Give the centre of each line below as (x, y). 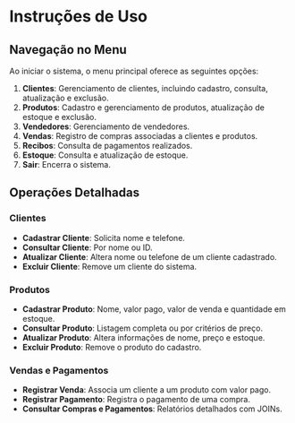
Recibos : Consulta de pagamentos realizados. (107, 146)
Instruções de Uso (79, 17)
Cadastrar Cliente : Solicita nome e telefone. (104, 237)
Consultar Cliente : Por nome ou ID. (88, 247)
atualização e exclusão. (65, 98)
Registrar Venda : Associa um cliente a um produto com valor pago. (146, 390)
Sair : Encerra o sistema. (67, 164)
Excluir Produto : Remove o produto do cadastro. (112, 347)
